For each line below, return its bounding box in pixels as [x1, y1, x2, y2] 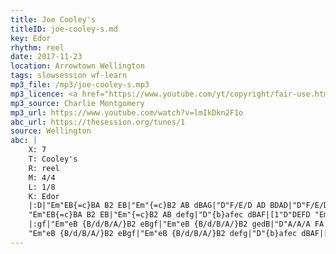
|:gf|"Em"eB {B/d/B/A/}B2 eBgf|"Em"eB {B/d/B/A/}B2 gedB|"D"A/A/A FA [28, 219, 325, 230]
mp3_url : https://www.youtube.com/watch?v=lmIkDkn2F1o [10, 107, 244, 118]
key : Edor [10, 33, 52, 43]
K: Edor [28, 191, 60, 201]
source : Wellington [10, 126, 92, 136]
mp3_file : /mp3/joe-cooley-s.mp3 [10, 80, 150, 90]
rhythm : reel [10, 42, 65, 53]
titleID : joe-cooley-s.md [10, 24, 118, 34]
